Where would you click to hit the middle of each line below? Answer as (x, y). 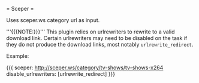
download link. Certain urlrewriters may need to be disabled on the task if (97, 38)
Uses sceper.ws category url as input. (53, 20)
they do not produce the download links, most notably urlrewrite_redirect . (100, 44)
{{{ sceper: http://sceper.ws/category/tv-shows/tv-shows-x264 (85, 67)
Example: (18, 56)
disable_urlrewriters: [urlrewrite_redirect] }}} (61, 74)
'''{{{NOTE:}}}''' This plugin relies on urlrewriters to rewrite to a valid (91, 32)
